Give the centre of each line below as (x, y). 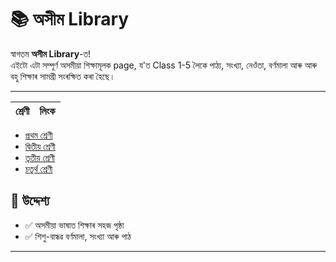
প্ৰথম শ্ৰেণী (38, 135)
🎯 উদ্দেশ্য (30, 201)
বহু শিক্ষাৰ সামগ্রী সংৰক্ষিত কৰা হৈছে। (63, 76)
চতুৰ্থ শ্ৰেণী (38, 168)
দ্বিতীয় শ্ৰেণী (40, 146)
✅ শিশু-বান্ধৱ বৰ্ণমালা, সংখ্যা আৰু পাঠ (78, 236)
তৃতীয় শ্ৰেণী (40, 157)
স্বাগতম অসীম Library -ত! (51, 53)
